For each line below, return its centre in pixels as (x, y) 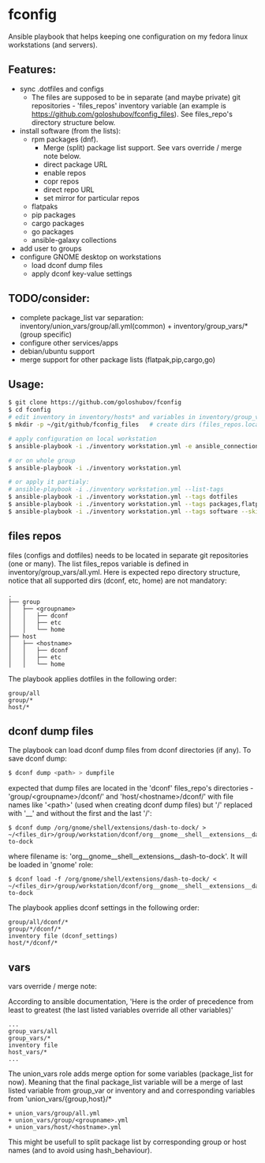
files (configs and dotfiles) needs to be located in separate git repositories (128, 555)
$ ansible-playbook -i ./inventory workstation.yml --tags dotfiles (123, 497)
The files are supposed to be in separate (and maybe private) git (136, 97)
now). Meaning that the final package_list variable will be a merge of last (126, 1082)
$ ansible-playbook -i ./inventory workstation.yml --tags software (123, 512)
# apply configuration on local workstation (82, 439)
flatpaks (45, 206)
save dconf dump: (37, 759)
